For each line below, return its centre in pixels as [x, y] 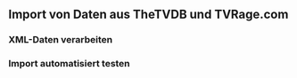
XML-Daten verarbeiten [61, 40]
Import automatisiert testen [69, 64]
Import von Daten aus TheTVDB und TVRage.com [148, 15]
